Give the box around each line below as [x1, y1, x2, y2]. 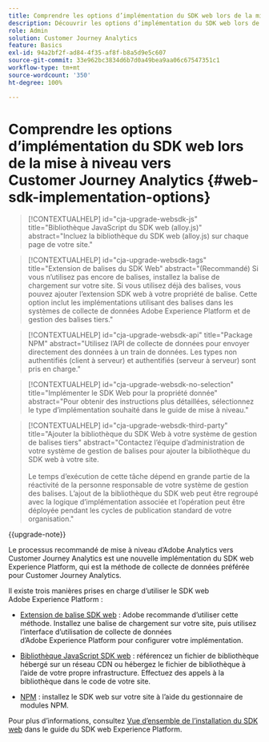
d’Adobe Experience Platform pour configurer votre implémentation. [19, 636, 244, 645]
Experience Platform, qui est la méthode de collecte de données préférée [8, 562, 250, 572]
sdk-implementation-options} [8, 188, 211, 206]
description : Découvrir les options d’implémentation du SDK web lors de [8, 19, 260, 27]
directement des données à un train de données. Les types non [27, 347, 238, 357]
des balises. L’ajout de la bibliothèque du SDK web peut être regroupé [27, 489, 259, 498]
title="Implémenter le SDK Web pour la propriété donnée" [27, 389, 218, 398]
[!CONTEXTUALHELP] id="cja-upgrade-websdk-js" [27, 214, 198, 224]
